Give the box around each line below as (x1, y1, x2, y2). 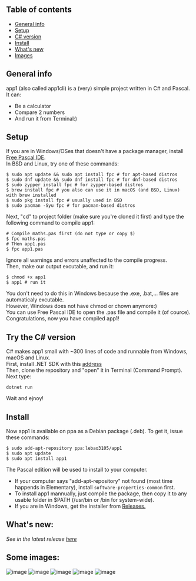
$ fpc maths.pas (6, 236, 46, 242)
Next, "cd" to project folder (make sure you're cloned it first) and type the (6, 213, 184, 220)
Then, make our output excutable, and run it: (6, 263, 114, 270)
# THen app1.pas (6, 241, 46, 247)
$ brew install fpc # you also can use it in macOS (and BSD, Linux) (6, 187, 181, 193)
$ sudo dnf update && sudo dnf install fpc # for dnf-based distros (6, 177, 178, 183)
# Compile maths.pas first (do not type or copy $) (6, 231, 135, 237)
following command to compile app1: (6, 219, 95, 226)
